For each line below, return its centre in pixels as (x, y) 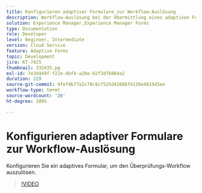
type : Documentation (32, 29)
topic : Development (31, 57)
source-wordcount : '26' (36, 96)
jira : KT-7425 (24, 62)
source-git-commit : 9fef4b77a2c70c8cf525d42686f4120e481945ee (86, 85)
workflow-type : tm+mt (33, 90)
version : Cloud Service (36, 46)
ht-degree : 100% (26, 101)
